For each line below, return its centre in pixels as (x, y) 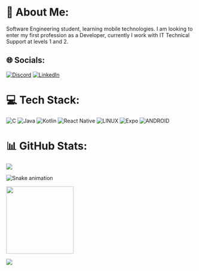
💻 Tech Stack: (43, 100)
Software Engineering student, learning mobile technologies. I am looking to (99, 29)
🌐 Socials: (26, 60)
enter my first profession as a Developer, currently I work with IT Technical (98, 35)
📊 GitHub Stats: (47, 146)
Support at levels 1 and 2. (37, 41)
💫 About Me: (38, 12)
